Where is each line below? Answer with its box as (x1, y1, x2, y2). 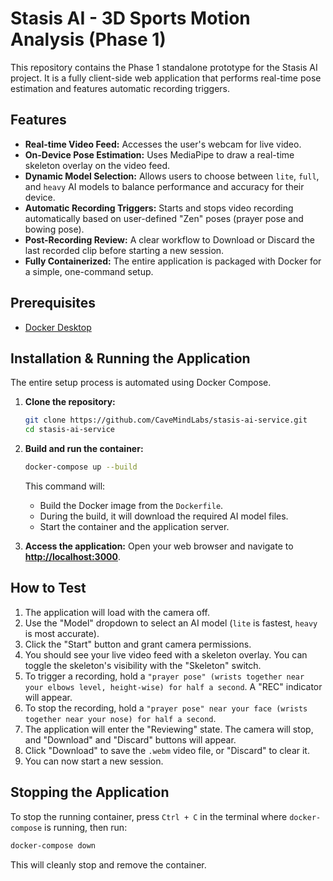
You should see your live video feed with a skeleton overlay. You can (24, 648, 308, 661)
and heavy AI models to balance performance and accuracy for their (24, 180, 305, 192)
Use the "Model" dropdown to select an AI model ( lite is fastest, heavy (24, 617, 318, 629)
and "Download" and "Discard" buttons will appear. (24, 733, 237, 746)
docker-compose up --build (24, 462, 138, 472)
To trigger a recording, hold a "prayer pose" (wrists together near (24, 670, 305, 682)
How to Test (10, 580, 87, 597)
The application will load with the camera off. (24, 606, 210, 618)
